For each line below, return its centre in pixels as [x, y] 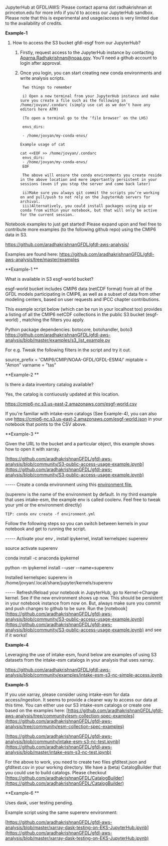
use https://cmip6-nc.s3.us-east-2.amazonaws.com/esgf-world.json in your [84, 419]
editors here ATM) [39, 109]
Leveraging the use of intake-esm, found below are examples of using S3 [81, 654]
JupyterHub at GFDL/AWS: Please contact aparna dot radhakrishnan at [78, 7]
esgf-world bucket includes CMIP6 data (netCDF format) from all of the [79, 289]
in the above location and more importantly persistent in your [89, 180]
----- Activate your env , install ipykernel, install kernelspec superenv [76, 538]
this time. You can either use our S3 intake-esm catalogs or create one [78, 705]
